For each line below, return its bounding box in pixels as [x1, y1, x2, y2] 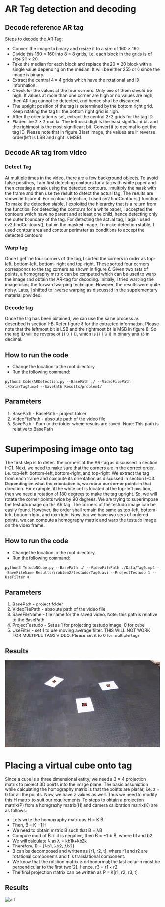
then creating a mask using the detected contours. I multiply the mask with [5, 185, 156, 191]
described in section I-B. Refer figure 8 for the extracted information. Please [5, 321, 159, 327]
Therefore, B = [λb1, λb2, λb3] [12, 843, 75, 849]
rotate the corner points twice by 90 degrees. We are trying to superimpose [5, 496, 158, 502]
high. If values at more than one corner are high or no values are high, [12, 92, 154, 98]
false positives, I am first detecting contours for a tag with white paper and [5, 180, 156, 185]
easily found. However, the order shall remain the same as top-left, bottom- [5, 507, 158, 513]
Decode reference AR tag [5, 23, 84, 31]
